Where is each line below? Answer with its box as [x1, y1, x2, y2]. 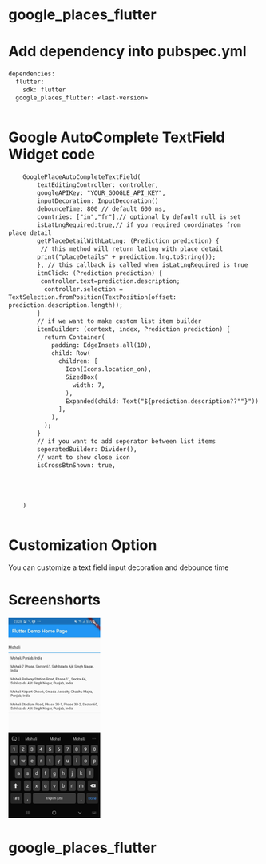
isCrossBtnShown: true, [37, 462, 116, 470]
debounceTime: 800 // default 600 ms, [37, 205, 166, 213]
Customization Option [8, 536, 157, 555]
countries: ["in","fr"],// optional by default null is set [37, 213, 241, 221]
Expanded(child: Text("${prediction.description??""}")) [65, 398, 260, 406]
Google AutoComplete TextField [8, 128, 225, 147]
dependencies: [8, 70, 56, 78]
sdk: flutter [22, 86, 66, 94]
